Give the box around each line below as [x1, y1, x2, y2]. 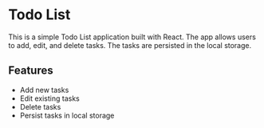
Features [8, 64, 53, 78]
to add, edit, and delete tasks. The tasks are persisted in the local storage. [8, 40, 252, 50]
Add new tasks [19, 85, 69, 94]
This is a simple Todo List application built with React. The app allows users [8, 32, 257, 42]
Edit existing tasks [19, 94, 80, 103]
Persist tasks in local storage [19, 110, 115, 120]
